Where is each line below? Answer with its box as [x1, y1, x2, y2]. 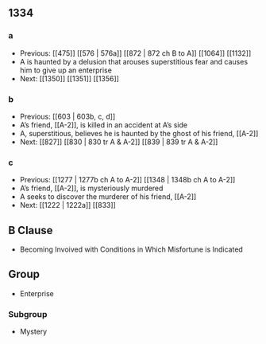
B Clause [8, 223, 53, 237]
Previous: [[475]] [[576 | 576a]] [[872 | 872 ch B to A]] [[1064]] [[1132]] [19, 48, 252, 58]
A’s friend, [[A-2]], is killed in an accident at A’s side [19, 119, 188, 130]
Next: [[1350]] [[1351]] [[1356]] [19, 73, 119, 83]
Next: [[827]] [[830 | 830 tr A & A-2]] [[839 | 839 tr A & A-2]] [19, 137, 218, 147]
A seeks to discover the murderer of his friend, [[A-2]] [19, 192, 197, 201]
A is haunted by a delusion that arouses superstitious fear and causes [19, 57, 249, 66]
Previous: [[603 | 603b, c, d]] [19, 111, 116, 121]
